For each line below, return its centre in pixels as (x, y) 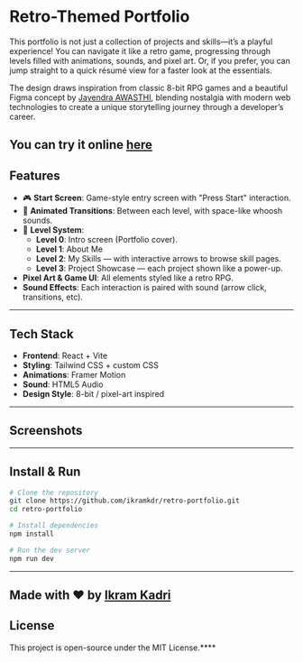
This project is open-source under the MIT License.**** (113, 648)
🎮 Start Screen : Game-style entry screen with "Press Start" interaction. (156, 198)
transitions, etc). (53, 297)
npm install (32, 534)
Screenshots (46, 431)
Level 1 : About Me (69, 249)
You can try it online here (81, 145)
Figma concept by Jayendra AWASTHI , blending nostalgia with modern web (150, 97)
